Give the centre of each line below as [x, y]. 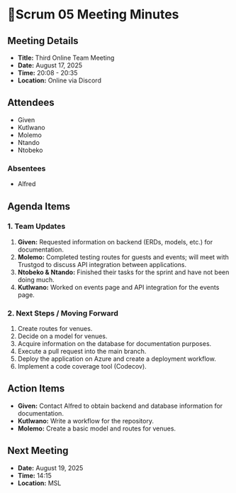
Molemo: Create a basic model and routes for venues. [96, 428]
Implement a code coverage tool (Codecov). [82, 367]
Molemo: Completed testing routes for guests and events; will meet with [123, 257]
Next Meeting [38, 451]
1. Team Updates [36, 227]
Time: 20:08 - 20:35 [47, 73]
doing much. [36, 279]
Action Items [36, 389]
